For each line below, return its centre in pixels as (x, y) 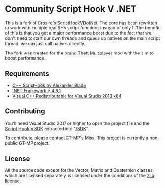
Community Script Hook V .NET (71, 9)
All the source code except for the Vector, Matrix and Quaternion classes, (80, 170)
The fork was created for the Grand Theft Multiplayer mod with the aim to (80, 53)
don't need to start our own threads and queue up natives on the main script (82, 38)
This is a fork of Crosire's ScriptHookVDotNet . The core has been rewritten (81, 23)
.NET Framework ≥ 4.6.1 (36, 91)
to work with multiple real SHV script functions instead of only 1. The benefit (82, 27)
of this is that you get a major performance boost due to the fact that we (78, 33)
